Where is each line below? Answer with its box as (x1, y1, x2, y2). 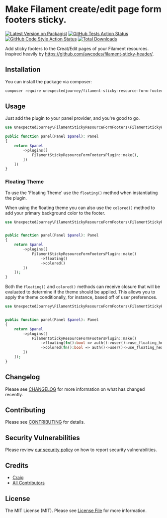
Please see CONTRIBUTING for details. (5, 419, 85, 425)
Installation (5, 65, 41, 74)
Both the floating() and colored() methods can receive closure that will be (5, 283, 161, 290)
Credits (5, 461, 29, 470)
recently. (5, 391, 23, 397)
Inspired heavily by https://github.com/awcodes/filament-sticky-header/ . (5, 51, 154, 57)
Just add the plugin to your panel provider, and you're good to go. (5, 115, 140, 121)
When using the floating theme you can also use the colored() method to (5, 205, 155, 211)
